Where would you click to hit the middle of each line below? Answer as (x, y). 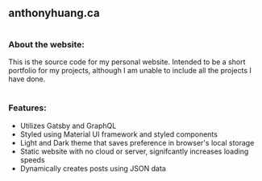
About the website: (46, 44)
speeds (33, 159)
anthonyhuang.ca (54, 13)
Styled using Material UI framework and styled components (119, 134)
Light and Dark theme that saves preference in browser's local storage (137, 142)
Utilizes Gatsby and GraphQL (68, 125)
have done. (27, 79)
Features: (27, 108)
